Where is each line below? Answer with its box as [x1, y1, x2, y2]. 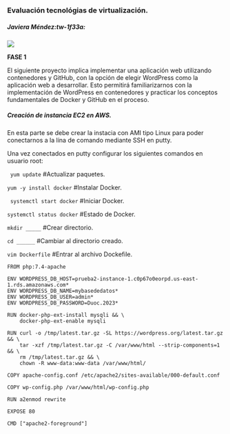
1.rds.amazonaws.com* [7, 281, 70, 288]
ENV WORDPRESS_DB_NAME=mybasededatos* [7, 287, 118, 294]
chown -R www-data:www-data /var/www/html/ [19, 360, 147, 366]
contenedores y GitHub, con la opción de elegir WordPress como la [7, 73, 198, 81]
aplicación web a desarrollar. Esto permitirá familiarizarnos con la [7, 81, 193, 89]
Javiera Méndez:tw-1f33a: [7, 23, 86, 31]
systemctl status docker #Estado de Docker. [7, 209, 136, 218]
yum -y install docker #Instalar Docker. [7, 183, 122, 192]
